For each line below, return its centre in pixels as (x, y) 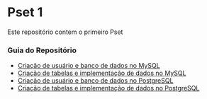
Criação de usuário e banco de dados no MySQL (89, 66)
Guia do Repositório (42, 50)
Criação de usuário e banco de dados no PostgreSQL (95, 81)
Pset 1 (25, 12)
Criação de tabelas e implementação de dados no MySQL (102, 73)
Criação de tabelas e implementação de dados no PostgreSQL (108, 88)
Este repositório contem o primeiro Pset (65, 32)
